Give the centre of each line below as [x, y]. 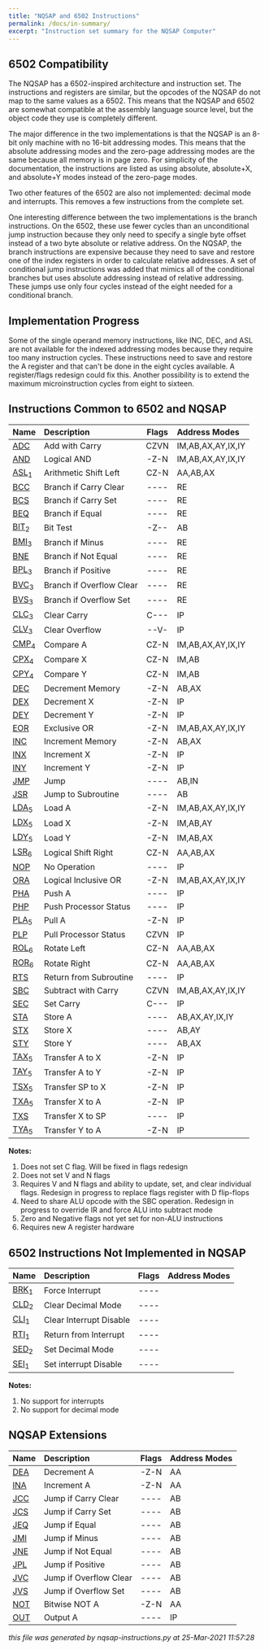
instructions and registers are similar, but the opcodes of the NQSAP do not [134, 92]
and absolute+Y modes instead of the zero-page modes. [103, 177]
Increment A [67, 1485]
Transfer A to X [72, 1057]
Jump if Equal [70, 1525]
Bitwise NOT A [71, 1604]
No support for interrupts [62, 1401]
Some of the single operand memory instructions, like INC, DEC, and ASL [131, 340]
